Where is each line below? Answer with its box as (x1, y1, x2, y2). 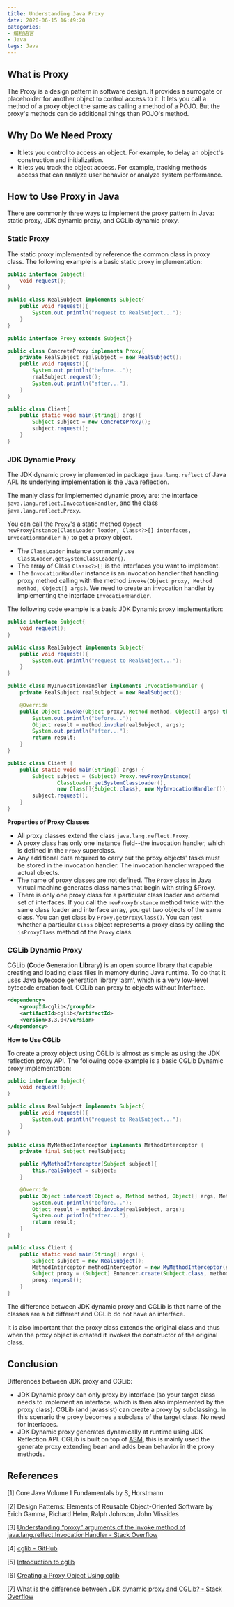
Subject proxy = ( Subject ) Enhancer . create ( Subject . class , (32, 1270, 208, 1277)
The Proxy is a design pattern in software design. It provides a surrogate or (7, 87, 223, 95)
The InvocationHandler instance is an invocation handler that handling (17, 569, 219, 578)
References (7, 1470, 58, 1482)
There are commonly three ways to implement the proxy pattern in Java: (7, 209, 214, 217)
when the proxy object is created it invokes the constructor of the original (7, 1330, 218, 1339)
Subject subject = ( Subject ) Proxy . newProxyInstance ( (32, 772, 192, 779)
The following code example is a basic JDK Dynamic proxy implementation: (7, 605, 224, 613)
